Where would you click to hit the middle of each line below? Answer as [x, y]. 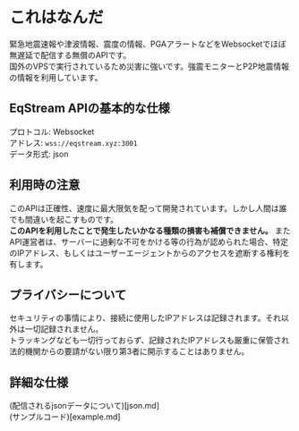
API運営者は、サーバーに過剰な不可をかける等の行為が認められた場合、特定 [149, 241]
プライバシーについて [68, 295]
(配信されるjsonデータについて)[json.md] [84, 406]
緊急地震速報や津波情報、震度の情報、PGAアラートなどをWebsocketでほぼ [148, 44]
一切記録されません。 [64, 329]
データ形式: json [39, 154]
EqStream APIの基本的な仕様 [90, 109]
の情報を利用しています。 [56, 77]
